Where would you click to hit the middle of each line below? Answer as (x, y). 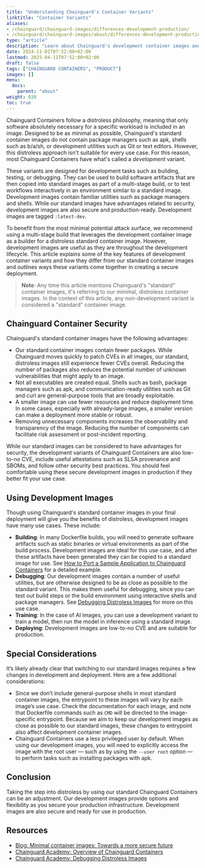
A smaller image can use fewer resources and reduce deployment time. (105, 402)
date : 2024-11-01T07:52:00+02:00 (49, 52)
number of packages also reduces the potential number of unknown (101, 370)
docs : (19, 86)
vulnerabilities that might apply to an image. (70, 376)
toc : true (19, 102)
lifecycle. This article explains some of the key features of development (96, 254)
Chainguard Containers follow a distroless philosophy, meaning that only (97, 120)
